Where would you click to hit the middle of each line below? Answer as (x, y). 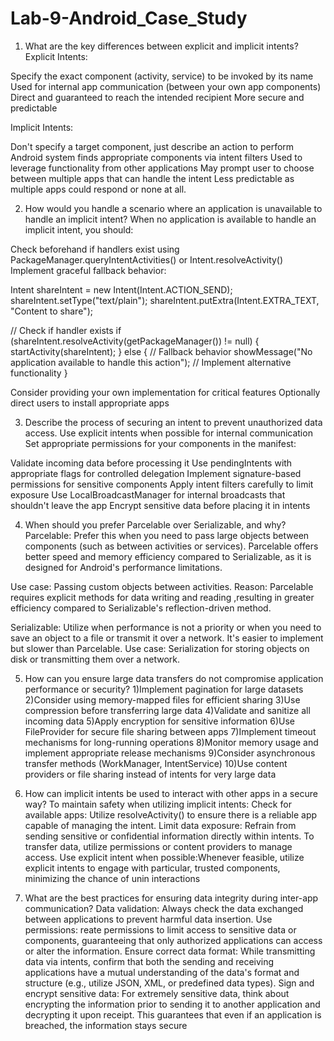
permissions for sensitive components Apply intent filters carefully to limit (162, 484)
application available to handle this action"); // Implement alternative (151, 362)
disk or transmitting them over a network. (95, 659)
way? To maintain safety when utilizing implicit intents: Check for (158, 804)
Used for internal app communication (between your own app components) (166, 86)
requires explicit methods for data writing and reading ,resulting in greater (162, 597)
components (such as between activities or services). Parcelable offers (171, 546)
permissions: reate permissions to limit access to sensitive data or (160, 929)
